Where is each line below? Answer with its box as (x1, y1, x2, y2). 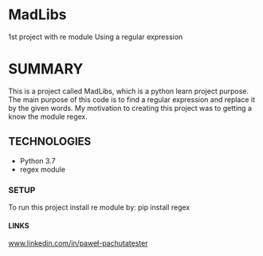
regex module (19, 164, 66, 174)
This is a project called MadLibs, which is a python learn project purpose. (8, 86, 249, 96)
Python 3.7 (19, 156, 56, 165)
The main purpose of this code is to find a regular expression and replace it (8, 94, 256, 104)
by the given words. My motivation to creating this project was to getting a (8, 103, 253, 112)
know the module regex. (8, 112, 88, 121)
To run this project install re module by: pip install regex (8, 202, 190, 212)
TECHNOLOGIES (8, 135, 92, 148)
